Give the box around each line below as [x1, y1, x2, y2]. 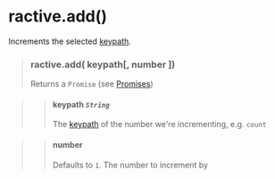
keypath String [52, 98, 111, 109]
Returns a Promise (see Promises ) [29, 79, 154, 89]
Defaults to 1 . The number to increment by [52, 159, 209, 170]
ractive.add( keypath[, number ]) [29, 58, 176, 71]
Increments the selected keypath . [8, 36, 131, 47]
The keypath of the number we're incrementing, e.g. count [52, 119, 267, 130]
